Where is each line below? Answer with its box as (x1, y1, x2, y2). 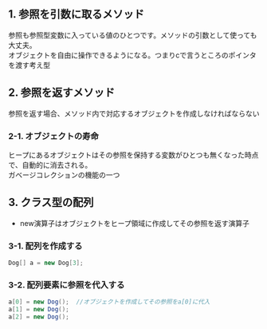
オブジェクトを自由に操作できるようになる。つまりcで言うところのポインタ (8, 50, 257, 60)
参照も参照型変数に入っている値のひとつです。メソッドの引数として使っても (8, 30, 257, 40)
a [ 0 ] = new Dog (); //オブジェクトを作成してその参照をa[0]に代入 (8, 298, 210, 306)
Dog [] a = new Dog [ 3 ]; (8, 259, 84, 268)
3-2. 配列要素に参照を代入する (8, 279, 125, 290)
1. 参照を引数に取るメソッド (8, 7, 145, 22)
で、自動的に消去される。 (8, 160, 92, 169)
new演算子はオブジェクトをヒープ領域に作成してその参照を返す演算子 (19, 218, 249, 228)
